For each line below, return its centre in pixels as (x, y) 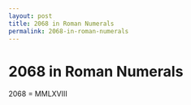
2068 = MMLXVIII (38, 94)
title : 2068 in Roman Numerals (61, 24)
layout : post (30, 16)
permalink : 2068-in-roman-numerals (69, 31)
